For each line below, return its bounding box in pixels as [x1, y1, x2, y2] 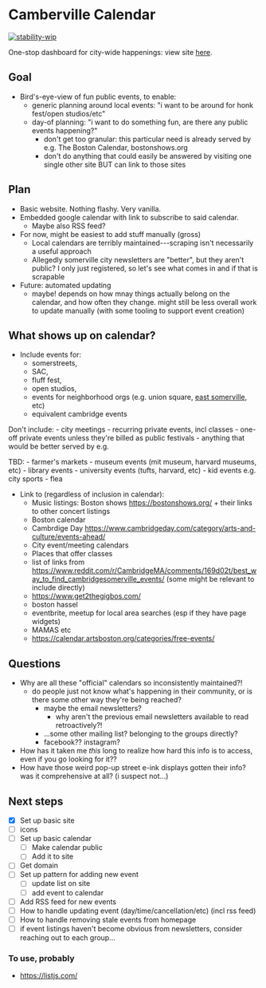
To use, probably [8, 952, 75, 963]
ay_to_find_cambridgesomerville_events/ [31, 575, 165, 584]
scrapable [31, 271, 65, 281]
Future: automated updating [19, 280, 111, 290]
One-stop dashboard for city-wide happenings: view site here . [8, 47, 213, 57]
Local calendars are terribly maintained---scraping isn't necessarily [31, 238, 254, 247]
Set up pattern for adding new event [19, 870, 139, 879]
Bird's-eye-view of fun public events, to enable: [19, 92, 177, 101]
